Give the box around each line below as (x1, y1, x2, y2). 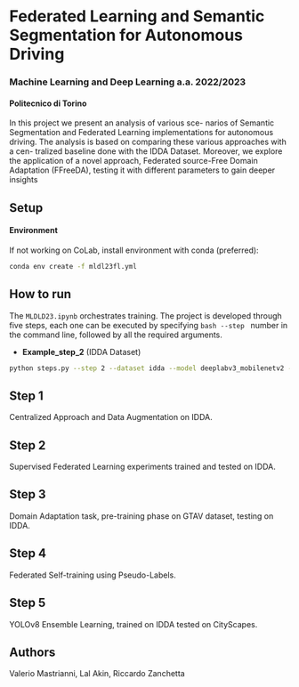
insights (9, 174, 38, 185)
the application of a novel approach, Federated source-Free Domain (9, 156, 258, 166)
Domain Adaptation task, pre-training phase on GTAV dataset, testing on (9, 510, 274, 521)
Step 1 (9, 388, 44, 403)
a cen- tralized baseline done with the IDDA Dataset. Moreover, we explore (9, 146, 283, 157)
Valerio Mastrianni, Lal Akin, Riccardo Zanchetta (9, 668, 185, 679)
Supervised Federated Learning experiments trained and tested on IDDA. (9, 461, 276, 473)
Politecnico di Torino (9, 98, 87, 109)
